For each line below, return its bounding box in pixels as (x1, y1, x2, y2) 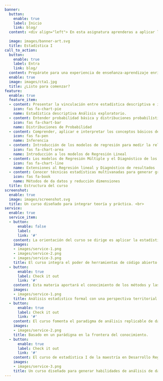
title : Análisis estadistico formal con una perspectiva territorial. (13, 296, 160, 301)
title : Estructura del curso (9, 183, 68, 188)
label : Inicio (13, 20, 42, 26)
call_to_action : (4, 48, 37, 52)
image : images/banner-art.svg (9, 39, 70, 44)
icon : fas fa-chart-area (13, 147, 64, 152)
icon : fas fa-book (13, 174, 51, 179)
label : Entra (13, 61, 40, 66)
